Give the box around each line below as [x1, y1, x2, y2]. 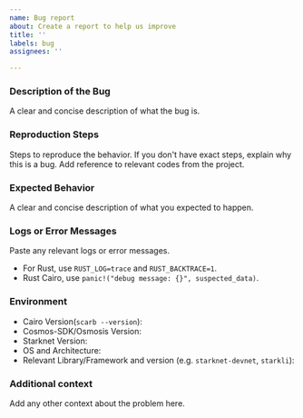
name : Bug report [9, 13, 75, 23]
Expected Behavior [9, 181, 95, 194]
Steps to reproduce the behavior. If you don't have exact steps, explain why [9, 149, 292, 160]
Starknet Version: [22, 335, 88, 346]
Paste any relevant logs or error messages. [9, 245, 171, 256]
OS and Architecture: [22, 344, 102, 355]
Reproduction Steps [9, 128, 100, 141]
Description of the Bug [9, 85, 111, 98]
